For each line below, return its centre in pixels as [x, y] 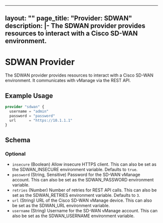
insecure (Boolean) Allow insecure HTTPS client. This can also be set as [84, 164]
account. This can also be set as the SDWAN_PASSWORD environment [83, 180]
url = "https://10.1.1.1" [41, 120]
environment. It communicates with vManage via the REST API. [68, 80]
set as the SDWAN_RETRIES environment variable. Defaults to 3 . [76, 195]
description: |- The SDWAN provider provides [75, 26]
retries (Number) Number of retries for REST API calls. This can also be [84, 190]
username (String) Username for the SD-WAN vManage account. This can [85, 211]
